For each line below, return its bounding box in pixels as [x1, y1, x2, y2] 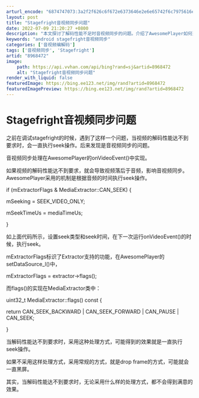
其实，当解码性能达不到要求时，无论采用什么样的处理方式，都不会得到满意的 [6, 378, 193, 385]
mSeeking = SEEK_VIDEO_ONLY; [6, 197, 85, 205]
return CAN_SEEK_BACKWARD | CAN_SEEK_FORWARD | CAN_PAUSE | [6, 308, 179, 315]
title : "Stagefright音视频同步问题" [6, 20, 91, 26]
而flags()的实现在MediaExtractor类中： [6, 285, 101, 292]
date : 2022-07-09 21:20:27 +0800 [6, 25, 89, 31]
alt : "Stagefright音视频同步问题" [17, 70, 96, 75]
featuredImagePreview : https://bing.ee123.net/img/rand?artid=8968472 [6, 86, 184, 92]
